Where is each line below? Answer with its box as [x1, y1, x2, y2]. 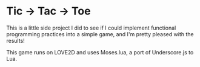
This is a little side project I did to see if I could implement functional [6, 24, 176, 31]
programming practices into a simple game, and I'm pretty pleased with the [6, 30, 194, 37]
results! [6, 37, 25, 44]
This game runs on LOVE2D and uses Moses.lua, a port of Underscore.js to [6, 48, 194, 56]
